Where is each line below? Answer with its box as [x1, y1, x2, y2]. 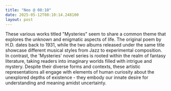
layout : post [5, 17, 33, 22]
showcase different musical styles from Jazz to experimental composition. [5, 47, 162, 54]
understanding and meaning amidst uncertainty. [5, 80, 106, 86]
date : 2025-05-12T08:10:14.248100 [5, 12, 79, 17]
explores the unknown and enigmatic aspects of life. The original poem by [5, 36, 162, 42]
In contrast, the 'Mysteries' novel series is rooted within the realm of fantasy [5, 53, 166, 59]
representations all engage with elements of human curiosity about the [5, 69, 155, 75]
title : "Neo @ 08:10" [5, 7, 52, 13]
